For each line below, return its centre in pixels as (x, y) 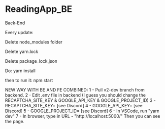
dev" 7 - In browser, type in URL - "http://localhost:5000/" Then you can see (83, 116)
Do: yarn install (20, 71)
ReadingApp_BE (39, 9)
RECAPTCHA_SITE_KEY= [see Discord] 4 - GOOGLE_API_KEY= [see (74, 105)
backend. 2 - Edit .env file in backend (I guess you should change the (76, 95)
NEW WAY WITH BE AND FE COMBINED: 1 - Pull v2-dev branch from (75, 89)
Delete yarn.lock (22, 51)
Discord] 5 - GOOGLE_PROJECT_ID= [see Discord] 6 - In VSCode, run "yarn (82, 111)
